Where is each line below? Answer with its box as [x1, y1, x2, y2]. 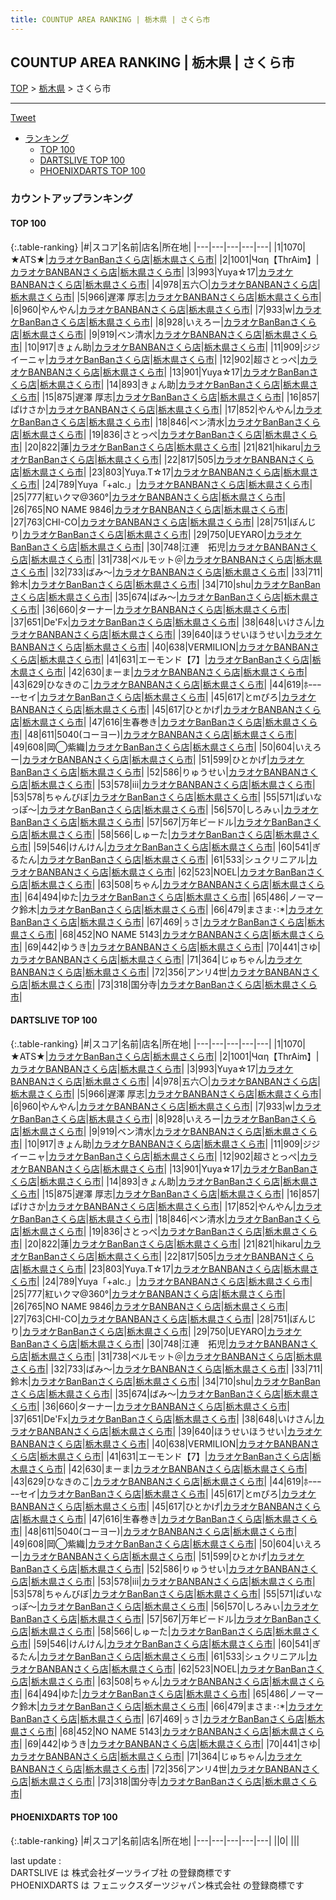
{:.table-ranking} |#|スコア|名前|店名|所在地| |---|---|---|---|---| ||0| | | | [10, 1834, 300, 1846]
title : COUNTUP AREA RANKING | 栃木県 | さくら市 [10, 14, 211, 25]
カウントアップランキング [10, 192, 133, 206]
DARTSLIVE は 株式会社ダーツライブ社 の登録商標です [10, 1866, 232, 1878]
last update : [10, 1854, 62, 1866]
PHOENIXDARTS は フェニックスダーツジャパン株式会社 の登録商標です [10, 1879, 305, 1891]
